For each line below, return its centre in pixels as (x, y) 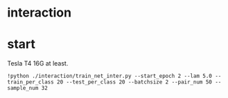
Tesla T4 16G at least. (38, 63)
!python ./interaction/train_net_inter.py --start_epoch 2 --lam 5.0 (110, 76)
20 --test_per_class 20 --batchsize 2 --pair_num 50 (134, 82)
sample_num (23, 88)
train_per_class (30, 82)
